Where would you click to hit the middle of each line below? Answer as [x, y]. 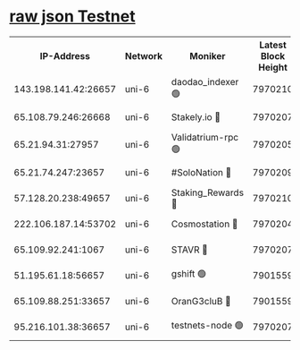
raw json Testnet [72, 17]
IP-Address [65, 55]
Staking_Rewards [207, 192]
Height [273, 67]
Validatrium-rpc [205, 137]
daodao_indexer [205, 81]
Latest [273, 45]
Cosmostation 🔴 [204, 224]
